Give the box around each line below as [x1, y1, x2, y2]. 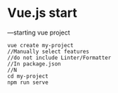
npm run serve [7, 79, 49, 86]
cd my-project [7, 73, 49, 80]
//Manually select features [7, 48, 90, 55]
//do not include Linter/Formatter [7, 54, 112, 61]
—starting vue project [7, 28, 70, 37]
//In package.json [7, 60, 61, 68]
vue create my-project [7, 42, 74, 49]
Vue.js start [7, 5, 77, 21]
